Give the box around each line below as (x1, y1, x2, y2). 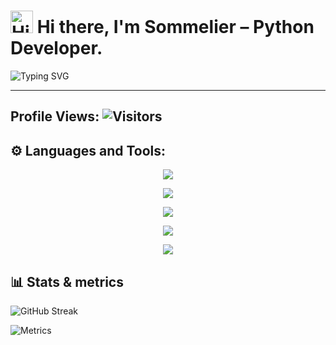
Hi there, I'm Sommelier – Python (36, 16, 315, 39)
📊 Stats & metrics (10, 273, 124, 290)
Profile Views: (10, 108, 100, 125)
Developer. (10, 37, 103, 60)
